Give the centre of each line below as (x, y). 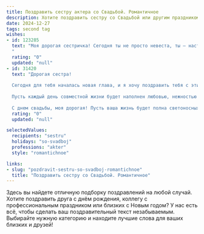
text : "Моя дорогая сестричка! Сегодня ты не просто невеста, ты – (99, 46)
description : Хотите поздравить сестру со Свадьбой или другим (88, 18)
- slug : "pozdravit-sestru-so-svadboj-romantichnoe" (74, 170)
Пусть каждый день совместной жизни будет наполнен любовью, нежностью (104, 97)
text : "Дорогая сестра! (42, 74)
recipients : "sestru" (39, 136)
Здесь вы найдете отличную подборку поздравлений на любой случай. (99, 193)
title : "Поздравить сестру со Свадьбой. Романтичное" (81, 175)
